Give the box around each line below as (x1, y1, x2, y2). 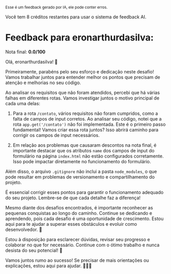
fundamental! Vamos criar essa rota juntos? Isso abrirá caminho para (12, 126, 159, 133)
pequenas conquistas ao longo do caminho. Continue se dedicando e (5, 210, 153, 216)
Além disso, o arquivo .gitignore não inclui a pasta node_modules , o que (5, 168, 158, 174)
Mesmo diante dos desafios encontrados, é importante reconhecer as (5, 204, 153, 210)
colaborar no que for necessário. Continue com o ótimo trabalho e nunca (5, 242, 160, 248)
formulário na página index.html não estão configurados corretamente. (12, 153, 164, 159)
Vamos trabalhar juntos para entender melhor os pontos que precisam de (5, 74, 160, 80)
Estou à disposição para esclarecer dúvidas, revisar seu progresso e (5, 236, 150, 242)
